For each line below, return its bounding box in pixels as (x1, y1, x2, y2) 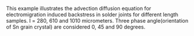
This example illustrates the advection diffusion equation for (6, 5, 152, 12)
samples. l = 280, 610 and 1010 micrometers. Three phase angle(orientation (6, 17, 189, 24)
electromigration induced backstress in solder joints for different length (6, 11, 179, 18)
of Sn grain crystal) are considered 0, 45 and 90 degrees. (6, 23, 146, 30)
